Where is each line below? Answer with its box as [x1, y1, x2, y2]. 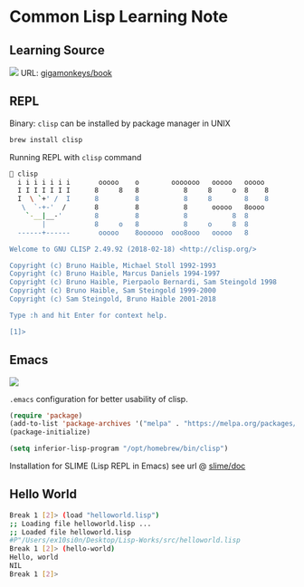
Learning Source [9, 43, 106, 58]
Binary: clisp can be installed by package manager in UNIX [9, 118, 231, 129]
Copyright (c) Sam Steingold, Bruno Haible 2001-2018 [9, 294, 217, 304]
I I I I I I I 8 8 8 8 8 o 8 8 [17, 186, 270, 196]
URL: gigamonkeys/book [20, 68, 113, 78]
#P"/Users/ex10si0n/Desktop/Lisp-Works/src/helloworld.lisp [9, 536, 242, 545]
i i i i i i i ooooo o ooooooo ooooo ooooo [17, 178, 265, 187]
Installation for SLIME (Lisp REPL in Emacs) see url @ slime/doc [9, 460, 246, 471]
